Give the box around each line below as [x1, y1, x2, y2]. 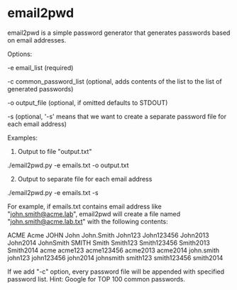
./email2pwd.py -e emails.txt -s [7, 188, 99, 196]
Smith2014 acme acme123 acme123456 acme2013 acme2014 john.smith [7, 246, 220, 255]
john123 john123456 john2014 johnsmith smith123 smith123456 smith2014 [7, 253, 224, 262]
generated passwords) [7, 84, 74, 93]
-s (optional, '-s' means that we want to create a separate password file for [7, 112, 227, 121]
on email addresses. [7, 35, 67, 44]
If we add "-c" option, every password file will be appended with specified [7, 267, 225, 276]
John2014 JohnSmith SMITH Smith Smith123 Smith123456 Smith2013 [7, 238, 211, 247]
